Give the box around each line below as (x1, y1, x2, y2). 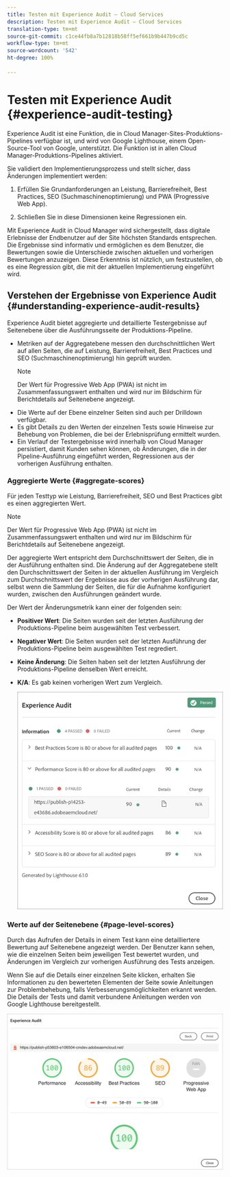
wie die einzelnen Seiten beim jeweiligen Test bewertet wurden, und (7, 950, 199, 958)
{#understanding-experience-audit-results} (7, 300, 201, 312)
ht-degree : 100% (7, 55, 53, 62)
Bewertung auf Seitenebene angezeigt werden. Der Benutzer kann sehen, (7, 943, 215, 951)
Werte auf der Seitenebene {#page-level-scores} (7, 920, 175, 930)
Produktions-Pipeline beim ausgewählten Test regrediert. (16, 644, 178, 653)
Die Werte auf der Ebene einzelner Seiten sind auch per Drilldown (16, 408, 203, 416)
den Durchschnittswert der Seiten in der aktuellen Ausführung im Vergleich (7, 568, 219, 576)
